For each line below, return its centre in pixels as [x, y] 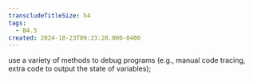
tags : [17, 23]
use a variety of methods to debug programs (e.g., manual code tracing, [127, 60]
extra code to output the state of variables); [80, 69]
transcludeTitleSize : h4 [49, 15]
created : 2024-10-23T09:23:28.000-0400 [75, 38]
